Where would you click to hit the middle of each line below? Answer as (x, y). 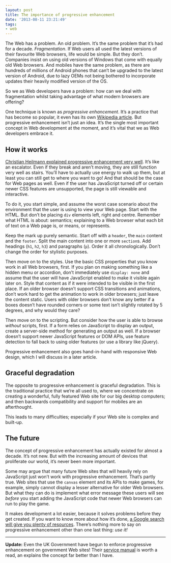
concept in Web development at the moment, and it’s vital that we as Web (82, 128)
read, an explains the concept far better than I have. (60, 555)
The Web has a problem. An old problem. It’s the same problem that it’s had (84, 43)
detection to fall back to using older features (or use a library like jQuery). (82, 342)
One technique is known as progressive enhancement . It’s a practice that (82, 112)
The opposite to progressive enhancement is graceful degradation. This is (83, 385)
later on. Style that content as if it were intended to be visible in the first (80, 283)
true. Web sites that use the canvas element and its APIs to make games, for (84, 482)
